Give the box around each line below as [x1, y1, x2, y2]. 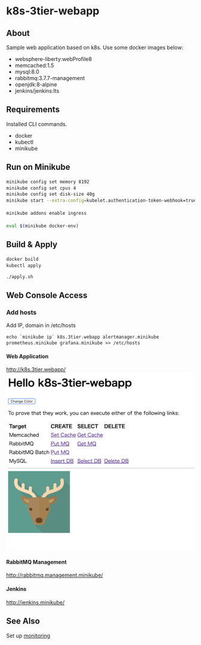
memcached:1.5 [14, 62, 54, 69]
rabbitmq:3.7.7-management [14, 75, 85, 81]
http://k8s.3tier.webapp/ [6, 366, 66, 373]
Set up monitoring [6, 632, 51, 639]
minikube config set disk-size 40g [6, 191, 95, 197]
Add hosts [6, 308, 37, 317]
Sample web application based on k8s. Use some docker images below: [6, 44, 184, 51]
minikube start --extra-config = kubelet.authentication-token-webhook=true [6, 197, 197, 204]
